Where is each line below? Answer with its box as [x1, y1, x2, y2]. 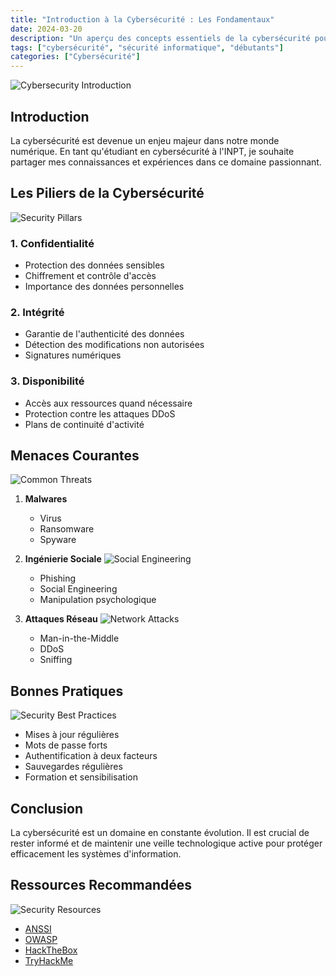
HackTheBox [24, 944, 78, 956]
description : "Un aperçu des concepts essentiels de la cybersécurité [10, 33, 311, 43]
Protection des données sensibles [24, 259, 165, 271]
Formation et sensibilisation [24, 771, 139, 783]
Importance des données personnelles [24, 281, 185, 293]
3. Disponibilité [10, 374, 85, 388]
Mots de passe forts [24, 739, 108, 751]
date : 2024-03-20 [10, 24, 83, 34]
